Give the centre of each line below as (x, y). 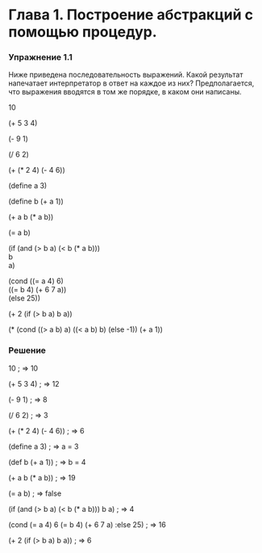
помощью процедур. (83, 32)
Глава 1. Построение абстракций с (131, 15)
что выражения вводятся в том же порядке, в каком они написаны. (125, 92)
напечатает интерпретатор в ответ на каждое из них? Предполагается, (131, 83)
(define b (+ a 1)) (36, 201)
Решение (27, 350)
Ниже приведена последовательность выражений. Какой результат (126, 75)
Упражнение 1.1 (40, 57)
